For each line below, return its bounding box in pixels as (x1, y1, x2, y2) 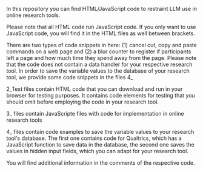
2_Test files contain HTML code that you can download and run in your (6, 85, 183, 93)
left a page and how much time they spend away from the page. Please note (6, 55, 197, 61)
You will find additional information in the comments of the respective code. (6, 159, 195, 166)
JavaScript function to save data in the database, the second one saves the (6, 141, 195, 148)
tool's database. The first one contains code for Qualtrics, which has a (6, 134, 182, 142)
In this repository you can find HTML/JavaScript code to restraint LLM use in (6, 5, 197, 12)
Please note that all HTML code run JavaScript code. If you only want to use (6, 24, 196, 30)
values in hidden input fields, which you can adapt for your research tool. (6, 148, 189, 154)
